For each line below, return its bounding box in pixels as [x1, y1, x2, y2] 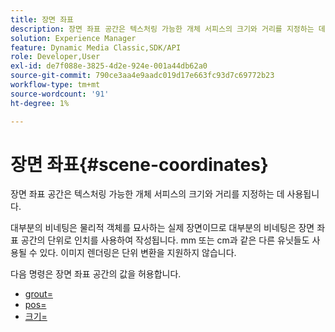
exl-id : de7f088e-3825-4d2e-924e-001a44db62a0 [10, 61, 208, 71]
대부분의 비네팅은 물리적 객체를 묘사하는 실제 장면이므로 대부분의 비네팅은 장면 [10, 222, 315, 234]
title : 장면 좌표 [10, 14, 75, 25]
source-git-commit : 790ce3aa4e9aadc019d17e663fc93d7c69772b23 [10, 71, 275, 81]
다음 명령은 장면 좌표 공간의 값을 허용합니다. [10, 268, 182, 280]
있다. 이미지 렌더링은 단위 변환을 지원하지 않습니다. [39, 247, 237, 259]
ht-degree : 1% [10, 98, 70, 108]
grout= [24, 288, 53, 300]
